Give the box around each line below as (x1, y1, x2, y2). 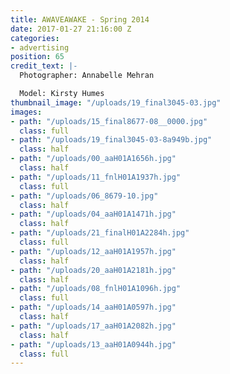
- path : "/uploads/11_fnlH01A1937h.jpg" (10, 172, 182, 182)
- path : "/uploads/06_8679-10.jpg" (10, 191, 159, 201)
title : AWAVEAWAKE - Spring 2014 (10, 14, 150, 25)
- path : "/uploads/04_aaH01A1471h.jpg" (10, 209, 177, 220)
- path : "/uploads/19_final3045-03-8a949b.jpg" (10, 135, 213, 145)
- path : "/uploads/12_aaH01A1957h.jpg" (10, 246, 177, 256)
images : (10, 107, 43, 117)
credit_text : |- (10, 61, 78, 71)
